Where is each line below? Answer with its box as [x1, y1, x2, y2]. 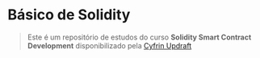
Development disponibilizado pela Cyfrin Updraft [27, 40, 192, 50]
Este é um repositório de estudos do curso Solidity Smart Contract [27, 32, 252, 42]
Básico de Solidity [7, 6, 131, 24]
